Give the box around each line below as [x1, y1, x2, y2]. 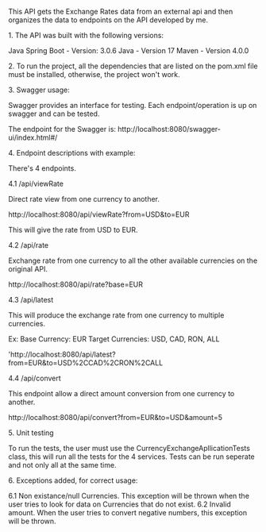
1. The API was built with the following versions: [8, 31, 164, 40]
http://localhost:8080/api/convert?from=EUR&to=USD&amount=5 [8, 413, 223, 422]
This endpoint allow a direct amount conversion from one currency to [8, 389, 235, 398]
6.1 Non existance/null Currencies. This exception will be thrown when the [8, 492, 250, 500]
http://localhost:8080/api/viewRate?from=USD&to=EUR [8, 210, 190, 219]
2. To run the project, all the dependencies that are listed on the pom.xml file [8, 61, 258, 71]
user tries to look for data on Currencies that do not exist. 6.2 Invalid [8, 499, 232, 509]
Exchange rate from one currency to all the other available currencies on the [8, 256, 258, 265]
